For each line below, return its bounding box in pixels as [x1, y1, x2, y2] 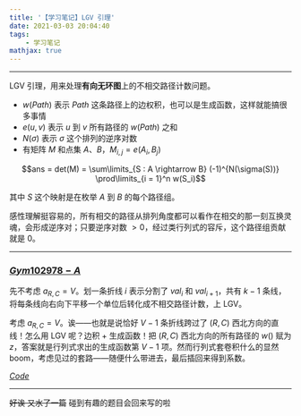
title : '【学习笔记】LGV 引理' [9, 13, 116, 22]
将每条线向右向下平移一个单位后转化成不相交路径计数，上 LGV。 [9, 299, 247, 310]
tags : [9, 30, 30, 38]
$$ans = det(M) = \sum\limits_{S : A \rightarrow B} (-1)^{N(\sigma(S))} [21, 163, 280, 174]
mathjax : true [9, 47, 63, 55]
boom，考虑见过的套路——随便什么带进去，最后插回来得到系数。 [9, 352, 251, 363]
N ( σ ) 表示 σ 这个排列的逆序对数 [21, 133, 137, 144]
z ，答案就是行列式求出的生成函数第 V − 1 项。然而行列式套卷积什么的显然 [9, 341, 279, 352]
